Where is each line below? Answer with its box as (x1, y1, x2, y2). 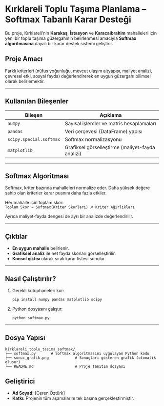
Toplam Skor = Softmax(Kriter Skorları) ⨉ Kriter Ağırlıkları (5, 205, 135, 210)
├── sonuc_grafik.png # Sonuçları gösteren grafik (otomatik (5, 355, 156, 360)
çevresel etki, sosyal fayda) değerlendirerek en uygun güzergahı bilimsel (5, 73, 151, 79)
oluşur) (5, 359, 21, 364)
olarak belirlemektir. (5, 78, 45, 84)
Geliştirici (5, 377, 35, 385)
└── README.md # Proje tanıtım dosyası (5, 364, 125, 369)
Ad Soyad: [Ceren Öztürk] (12, 390, 65, 396)
